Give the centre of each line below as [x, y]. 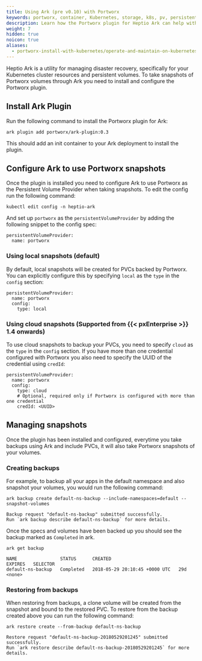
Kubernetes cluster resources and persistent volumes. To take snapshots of [100, 74]
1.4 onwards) [26, 331]
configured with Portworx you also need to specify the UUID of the [89, 357]
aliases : [17, 46]
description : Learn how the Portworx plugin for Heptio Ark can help [95, 23]
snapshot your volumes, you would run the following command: [85, 488]
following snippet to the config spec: [52, 224]
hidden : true [23, 34]
